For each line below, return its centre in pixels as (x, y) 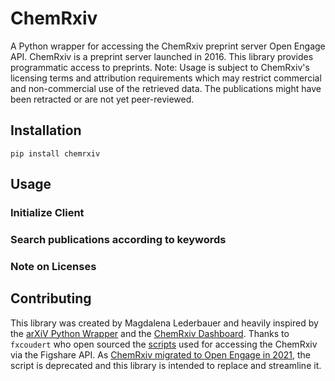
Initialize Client (47, 213)
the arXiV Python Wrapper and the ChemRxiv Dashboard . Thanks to (150, 333)
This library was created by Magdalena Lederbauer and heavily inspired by (164, 323)
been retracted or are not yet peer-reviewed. (102, 99)
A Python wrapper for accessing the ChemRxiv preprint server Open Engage (168, 46)
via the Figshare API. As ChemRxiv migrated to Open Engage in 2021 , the (160, 354)
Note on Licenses (53, 266)
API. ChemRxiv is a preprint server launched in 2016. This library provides (162, 56)
